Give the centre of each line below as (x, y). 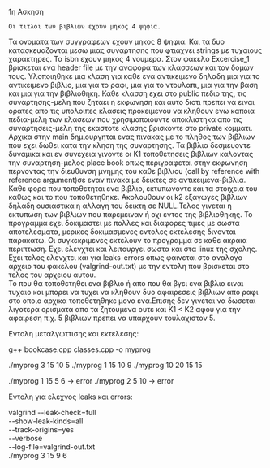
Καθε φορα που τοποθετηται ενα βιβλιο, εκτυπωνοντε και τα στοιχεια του (133, 188)
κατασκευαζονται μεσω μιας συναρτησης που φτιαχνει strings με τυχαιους (135, 50)
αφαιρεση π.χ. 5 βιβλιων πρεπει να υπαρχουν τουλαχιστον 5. (112, 318)
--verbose (26, 438)
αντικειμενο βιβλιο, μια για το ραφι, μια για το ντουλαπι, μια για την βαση (133, 85)
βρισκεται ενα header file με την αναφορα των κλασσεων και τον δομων (131, 67)
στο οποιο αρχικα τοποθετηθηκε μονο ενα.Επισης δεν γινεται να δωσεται (132, 301)
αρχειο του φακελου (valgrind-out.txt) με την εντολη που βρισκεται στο (129, 266)
